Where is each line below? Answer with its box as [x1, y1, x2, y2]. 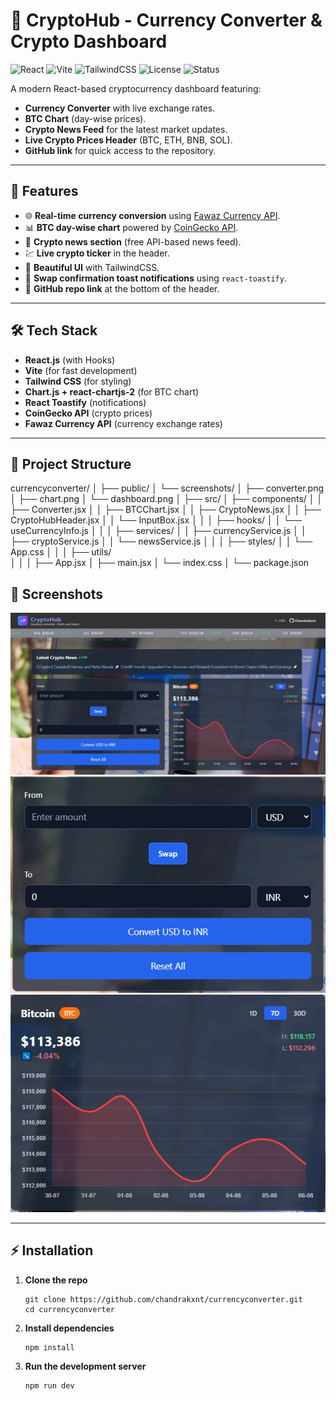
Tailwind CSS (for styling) [24, 375, 132, 387]
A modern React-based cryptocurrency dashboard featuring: [10, 82, 262, 94]
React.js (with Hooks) [24, 354, 116, 366]
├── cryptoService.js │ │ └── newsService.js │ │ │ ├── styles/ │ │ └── [10, 535, 313, 548]
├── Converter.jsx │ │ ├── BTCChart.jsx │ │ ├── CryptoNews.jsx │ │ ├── [10, 504, 322, 516]
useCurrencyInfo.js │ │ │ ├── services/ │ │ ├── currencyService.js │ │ [10, 525, 307, 537]
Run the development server [24, 1360, 147, 1372]
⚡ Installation [10, 1242, 94, 1259]
